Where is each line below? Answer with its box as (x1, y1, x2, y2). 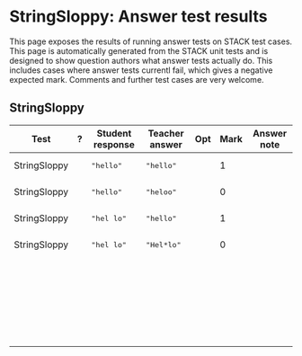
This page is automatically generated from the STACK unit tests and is (9, 45, 269, 56)
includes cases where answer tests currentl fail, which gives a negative (9, 65, 273, 76)
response (93, 138, 135, 150)
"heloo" (145, 187, 177, 197)
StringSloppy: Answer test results (9, 6, 268, 27)
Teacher (147, 127, 184, 139)
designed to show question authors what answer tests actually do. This (9, 55, 273, 66)
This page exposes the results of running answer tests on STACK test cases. (9, 36, 293, 47)
